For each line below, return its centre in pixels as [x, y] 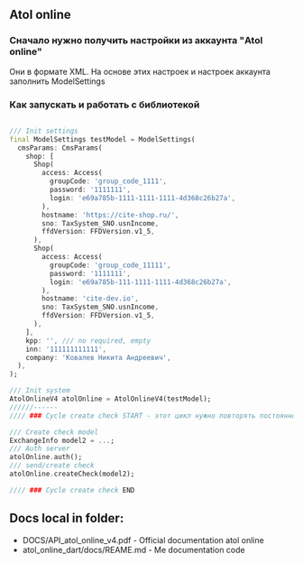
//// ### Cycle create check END [72, 490]
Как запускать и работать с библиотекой [105, 105]
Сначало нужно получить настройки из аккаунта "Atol [136, 41]
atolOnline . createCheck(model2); [72, 474]
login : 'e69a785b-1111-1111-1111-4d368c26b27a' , [142, 198]
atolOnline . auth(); [46, 457]
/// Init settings [44, 131]
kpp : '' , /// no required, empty [88, 341]
